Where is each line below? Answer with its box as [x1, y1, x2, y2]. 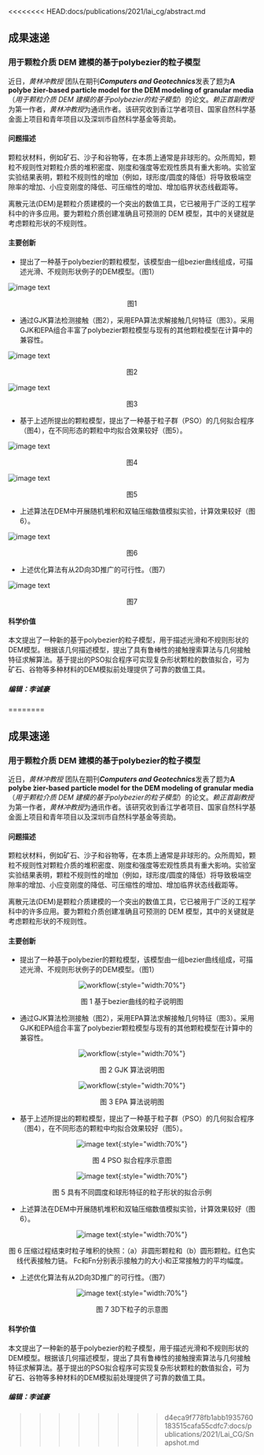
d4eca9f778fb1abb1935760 [164, 1413, 254, 1422]
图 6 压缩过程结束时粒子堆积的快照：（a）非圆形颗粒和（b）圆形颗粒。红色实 [9, 1246, 255, 1256]
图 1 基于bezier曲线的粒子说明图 [80, 997, 184, 1006]
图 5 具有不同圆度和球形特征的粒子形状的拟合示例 [52, 1187, 212, 1197]
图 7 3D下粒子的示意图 [95, 1305, 169, 1314]
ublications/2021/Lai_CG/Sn [164, 1429, 254, 1438]
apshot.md [164, 1438, 200, 1447]
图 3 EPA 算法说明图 [99, 1097, 165, 1106]
